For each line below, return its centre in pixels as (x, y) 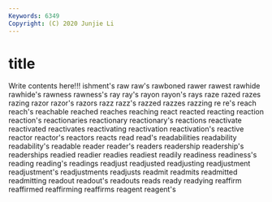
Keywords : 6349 (34, 16)
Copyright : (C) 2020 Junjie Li (61, 24)
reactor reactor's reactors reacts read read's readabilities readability (123, 138)
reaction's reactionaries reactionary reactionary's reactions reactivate (125, 120)
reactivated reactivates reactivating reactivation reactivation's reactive (126, 129)
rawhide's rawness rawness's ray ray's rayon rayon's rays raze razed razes (135, 95)
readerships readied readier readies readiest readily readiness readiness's (133, 155)
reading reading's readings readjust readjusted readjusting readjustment (130, 164)
